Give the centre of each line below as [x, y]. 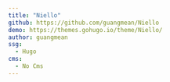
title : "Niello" [34, 15]
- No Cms [29, 66]
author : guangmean [38, 37]
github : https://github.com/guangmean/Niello [83, 23]
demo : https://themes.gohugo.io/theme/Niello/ [85, 30]
